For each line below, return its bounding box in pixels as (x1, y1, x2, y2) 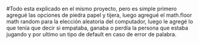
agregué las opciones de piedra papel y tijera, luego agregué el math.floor (6, 11, 192, 19)
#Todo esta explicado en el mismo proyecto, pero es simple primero (6, 5, 177, 12)
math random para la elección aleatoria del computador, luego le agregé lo (6, 18, 194, 25)
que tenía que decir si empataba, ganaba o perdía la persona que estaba (6, 24, 189, 31)
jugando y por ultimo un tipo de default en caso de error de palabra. (6, 31, 176, 38)
